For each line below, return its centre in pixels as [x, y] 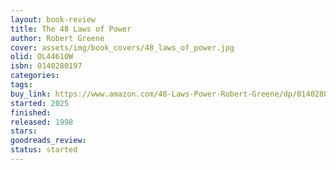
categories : [35, 76]
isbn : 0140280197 [46, 66]
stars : [24, 131]
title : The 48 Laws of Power [71, 29]
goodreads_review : [48, 141]
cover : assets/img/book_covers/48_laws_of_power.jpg [122, 47]
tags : [21, 85]
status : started [44, 150]
